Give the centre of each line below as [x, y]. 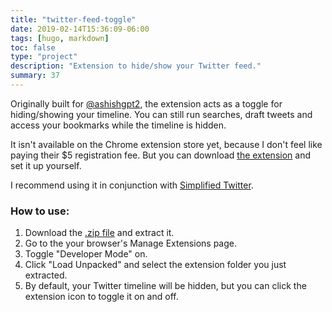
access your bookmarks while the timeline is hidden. [118, 125]
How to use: [40, 211]
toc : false [33, 47]
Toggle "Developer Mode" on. [86, 254]
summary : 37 [35, 76]
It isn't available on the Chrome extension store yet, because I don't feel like [166, 144]
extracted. [46, 275]
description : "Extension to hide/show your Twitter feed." [136, 66]
